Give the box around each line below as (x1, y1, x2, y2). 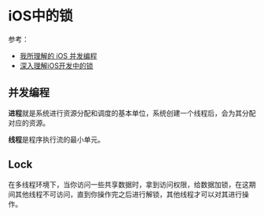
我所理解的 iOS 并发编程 (19, 51, 97, 60)
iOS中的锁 (8, 7, 73, 25)
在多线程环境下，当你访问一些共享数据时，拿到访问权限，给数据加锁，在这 (8, 179, 249, 189)
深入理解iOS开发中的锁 (19, 60, 93, 70)
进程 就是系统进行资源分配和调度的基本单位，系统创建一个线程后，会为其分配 (8, 108, 256, 117)
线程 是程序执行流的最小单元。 (8, 135, 104, 144)
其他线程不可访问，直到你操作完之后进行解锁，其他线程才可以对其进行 (14, 189, 242, 199)
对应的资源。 (8, 118, 49, 128)
